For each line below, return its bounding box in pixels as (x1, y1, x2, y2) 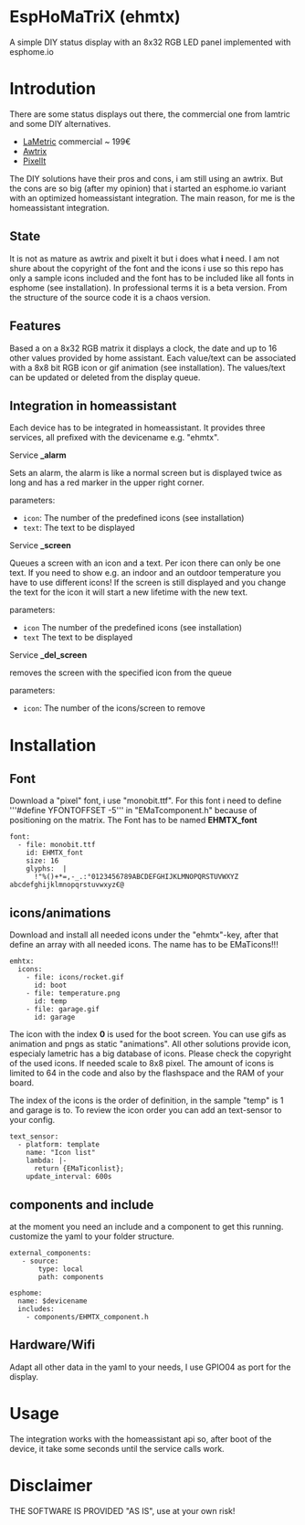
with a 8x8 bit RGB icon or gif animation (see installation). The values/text (9, 362, 286, 373)
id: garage (33, 1012, 76, 1022)
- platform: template (17, 1140, 100, 1149)
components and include (9, 1197, 154, 1213)
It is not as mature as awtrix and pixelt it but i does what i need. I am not (9, 253, 280, 264)
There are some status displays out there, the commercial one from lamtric (9, 108, 290, 120)
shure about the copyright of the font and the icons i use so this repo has (9, 262, 284, 273)
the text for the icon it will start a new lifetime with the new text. (9, 587, 248, 598)
